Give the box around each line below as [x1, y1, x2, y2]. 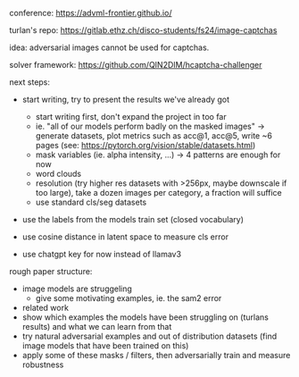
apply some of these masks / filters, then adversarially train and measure [21, 350, 291, 360]
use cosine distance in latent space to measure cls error [21, 231, 229, 242]
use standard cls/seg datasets [35, 197, 147, 207]
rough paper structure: [9, 266, 93, 276]
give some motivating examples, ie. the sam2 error [35, 293, 222, 303]
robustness [21, 359, 64, 370]
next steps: [9, 77, 51, 88]
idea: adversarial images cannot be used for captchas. [9, 42, 210, 53]
